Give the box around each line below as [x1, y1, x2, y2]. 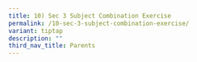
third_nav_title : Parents [8, 42, 95, 50]
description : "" [8, 34, 63, 43]
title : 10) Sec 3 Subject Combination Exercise [8, 11, 172, 20]
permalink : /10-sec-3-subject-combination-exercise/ [8, 19, 190, 27]
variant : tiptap [8, 27, 63, 35]
